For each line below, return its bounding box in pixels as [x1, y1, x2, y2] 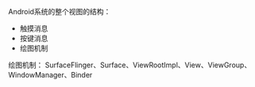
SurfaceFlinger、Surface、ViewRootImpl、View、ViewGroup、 [44, 60, 252, 70]
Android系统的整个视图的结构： [8, 7, 111, 16]
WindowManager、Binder [8, 70, 93, 79]
